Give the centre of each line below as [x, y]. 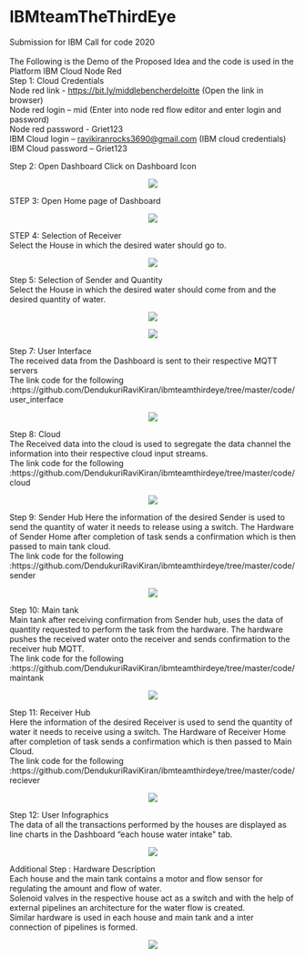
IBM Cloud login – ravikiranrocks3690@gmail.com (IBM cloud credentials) [148, 138]
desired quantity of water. [58, 299]
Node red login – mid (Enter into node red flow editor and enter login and [146, 109]
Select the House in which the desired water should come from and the [143, 290]
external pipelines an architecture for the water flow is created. [127, 907]
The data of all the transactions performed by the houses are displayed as [148, 824]
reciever [25, 780]
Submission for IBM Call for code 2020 [82, 42]
